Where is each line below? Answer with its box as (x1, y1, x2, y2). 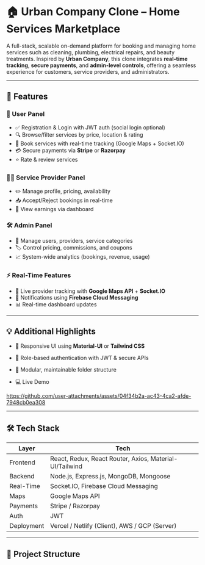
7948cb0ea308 (6, 399, 46, 406)
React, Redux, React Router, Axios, (49, 455, 149, 463)
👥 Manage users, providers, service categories (15, 237, 133, 245)
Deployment (9, 522, 45, 530)
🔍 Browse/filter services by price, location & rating (15, 131, 143, 138)
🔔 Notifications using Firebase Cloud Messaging (15, 293, 138, 301)
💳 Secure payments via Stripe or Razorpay (15, 146, 126, 154)
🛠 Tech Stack (6, 423, 60, 433)
